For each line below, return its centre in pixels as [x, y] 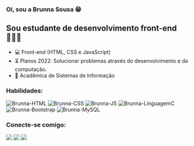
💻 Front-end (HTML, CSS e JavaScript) [63, 52]
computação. [31, 69]
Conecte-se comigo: [36, 124]
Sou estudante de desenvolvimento [73, 28]
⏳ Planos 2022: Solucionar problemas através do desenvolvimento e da [101, 60]
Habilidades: [24, 90]
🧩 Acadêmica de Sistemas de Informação [65, 75]
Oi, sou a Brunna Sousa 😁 [44, 9]
